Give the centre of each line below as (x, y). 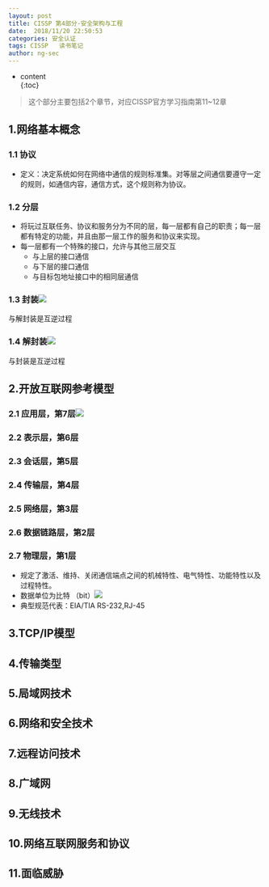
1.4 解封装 (28, 342)
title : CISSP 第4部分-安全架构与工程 (66, 23)
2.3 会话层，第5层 (44, 461)
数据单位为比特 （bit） (57, 595)
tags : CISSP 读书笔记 (46, 46)
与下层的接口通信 (61, 266)
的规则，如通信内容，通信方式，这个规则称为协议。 (105, 184)
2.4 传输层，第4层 (44, 484)
